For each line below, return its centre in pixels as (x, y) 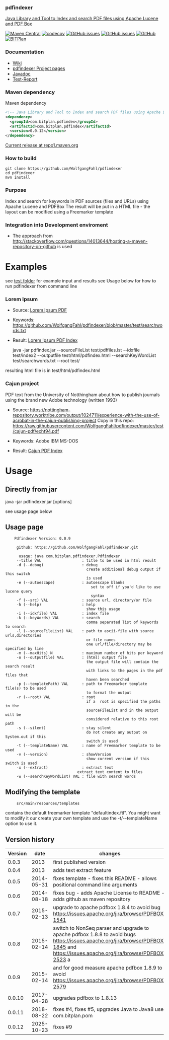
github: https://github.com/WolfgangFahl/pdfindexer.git (77, 548)
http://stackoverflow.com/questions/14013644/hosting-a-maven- (80, 241)
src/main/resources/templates (48, 804)
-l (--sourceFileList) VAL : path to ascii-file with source (85, 631)
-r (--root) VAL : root (56, 697)
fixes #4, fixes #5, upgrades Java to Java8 (103, 1009)
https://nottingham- (50, 410)
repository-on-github (34, 247)
